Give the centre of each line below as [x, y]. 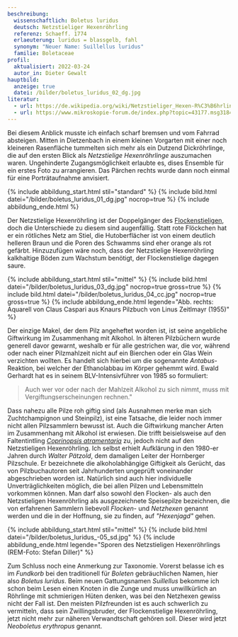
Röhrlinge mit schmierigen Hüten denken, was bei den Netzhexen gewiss [114, 596]
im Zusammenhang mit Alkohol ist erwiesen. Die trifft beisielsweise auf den [117, 433]
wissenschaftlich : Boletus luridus [66, 21]
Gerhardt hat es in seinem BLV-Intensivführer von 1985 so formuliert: [108, 375]
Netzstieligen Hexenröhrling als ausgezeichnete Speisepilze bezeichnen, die [119, 500]
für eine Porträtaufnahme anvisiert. [58, 178]
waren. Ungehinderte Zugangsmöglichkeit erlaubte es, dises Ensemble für [116, 163]
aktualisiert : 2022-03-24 [52, 67]
